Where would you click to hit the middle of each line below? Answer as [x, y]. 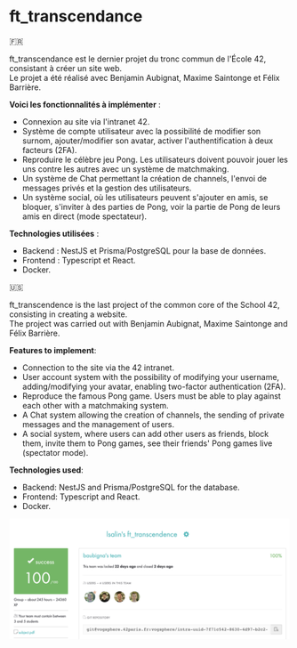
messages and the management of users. [98, 424]
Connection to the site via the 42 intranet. [98, 368]
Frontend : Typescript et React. [79, 260]
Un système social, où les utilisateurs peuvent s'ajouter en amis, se [145, 197]
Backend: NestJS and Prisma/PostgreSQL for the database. [131, 487]
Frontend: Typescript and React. [81, 497]
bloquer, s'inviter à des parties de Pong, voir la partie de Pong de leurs [151, 207]
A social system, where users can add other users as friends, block [145, 433]
